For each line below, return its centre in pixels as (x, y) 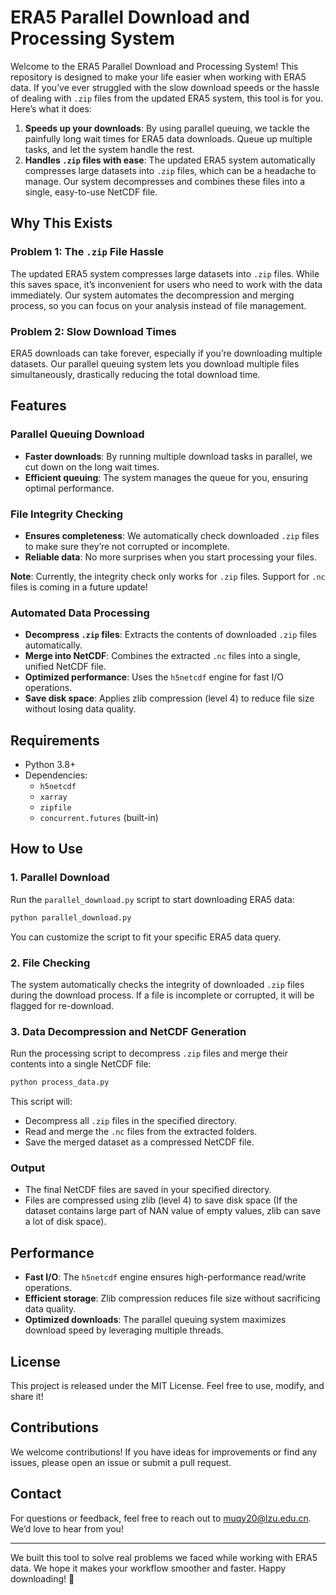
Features (38, 406)
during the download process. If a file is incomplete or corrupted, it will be (162, 995)
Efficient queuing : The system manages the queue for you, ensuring (166, 477)
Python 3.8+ (50, 765)
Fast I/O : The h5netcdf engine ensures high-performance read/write (165, 1277)
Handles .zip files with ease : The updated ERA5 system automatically (170, 160)
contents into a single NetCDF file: (81, 1064)
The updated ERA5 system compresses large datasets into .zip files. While (165, 273)
